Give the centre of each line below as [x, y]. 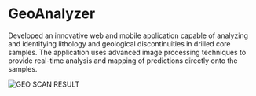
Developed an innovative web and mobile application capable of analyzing [128, 35]
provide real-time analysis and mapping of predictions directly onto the [123, 61]
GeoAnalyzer [52, 14]
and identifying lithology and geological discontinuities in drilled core [119, 43]
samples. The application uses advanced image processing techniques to [127, 52]
